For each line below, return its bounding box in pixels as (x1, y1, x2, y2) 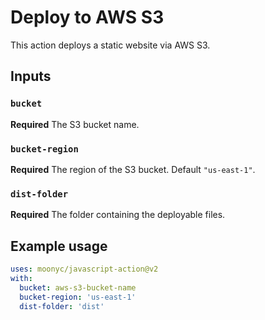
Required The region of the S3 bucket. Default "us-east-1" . (10, 163, 256, 175)
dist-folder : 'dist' (19, 301, 105, 311)
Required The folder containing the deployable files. (10, 209, 226, 221)
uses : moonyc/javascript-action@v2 (10, 264, 159, 275)
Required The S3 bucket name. (10, 118, 140, 130)
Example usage (10, 237, 108, 255)
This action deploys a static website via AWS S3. (10, 39, 211, 51)
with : (10, 273, 33, 283)
